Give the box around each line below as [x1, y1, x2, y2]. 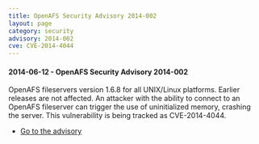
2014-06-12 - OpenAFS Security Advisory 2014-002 [8, 66, 188, 77]
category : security [8, 27, 74, 35]
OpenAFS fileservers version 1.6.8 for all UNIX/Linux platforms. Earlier [8, 85, 240, 95]
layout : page [8, 19, 52, 28]
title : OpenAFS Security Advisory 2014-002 [8, 11, 157, 20]
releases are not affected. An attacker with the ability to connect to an [8, 94, 240, 104]
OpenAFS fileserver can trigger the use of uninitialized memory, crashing [8, 102, 252, 112]
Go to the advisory [19, 126, 82, 136]
